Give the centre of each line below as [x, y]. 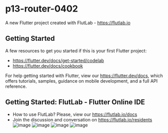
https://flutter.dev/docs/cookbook [48, 65]
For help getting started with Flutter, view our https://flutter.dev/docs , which [84, 76]
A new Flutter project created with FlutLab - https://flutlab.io [68, 23]
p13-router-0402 [42, 9]
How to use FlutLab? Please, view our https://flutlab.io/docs [75, 114]
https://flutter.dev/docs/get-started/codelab [58, 60]
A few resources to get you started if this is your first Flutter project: [76, 50]
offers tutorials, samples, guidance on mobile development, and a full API [81, 81]
